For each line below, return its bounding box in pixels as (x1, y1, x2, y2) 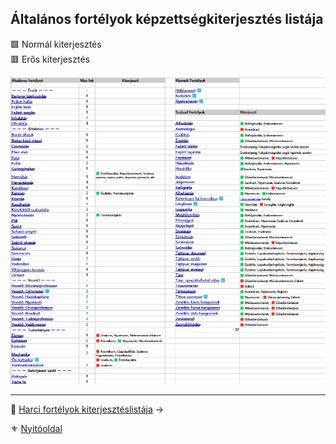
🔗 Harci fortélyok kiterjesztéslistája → (10, 403, 165, 415)
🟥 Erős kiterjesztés (10, 53, 90, 65)
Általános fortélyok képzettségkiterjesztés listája (10, 11, 324, 28)
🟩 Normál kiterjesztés (10, 38, 102, 50)
